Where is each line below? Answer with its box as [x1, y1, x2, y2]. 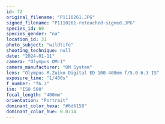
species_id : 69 [6, 25, 44, 32]
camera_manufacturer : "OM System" [6, 64, 93, 70]
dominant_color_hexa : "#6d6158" [6, 103, 87, 109]
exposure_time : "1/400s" [6, 75, 68, 81]
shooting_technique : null [6, 48, 71, 54]
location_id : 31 [6, 36, 47, 42]
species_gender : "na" [6, 31, 61, 37]
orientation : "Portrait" [6, 97, 68, 103]
